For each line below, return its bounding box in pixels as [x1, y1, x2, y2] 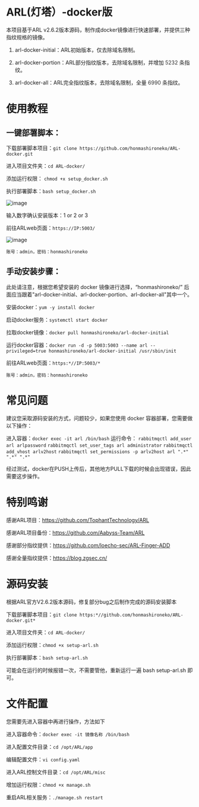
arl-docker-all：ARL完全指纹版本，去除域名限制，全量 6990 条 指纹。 [14, 78, 184, 86]
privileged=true [6, 348, 46, 354]
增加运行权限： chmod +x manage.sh [6, 781, 91, 788]
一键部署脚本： [6, 127, 61, 137]
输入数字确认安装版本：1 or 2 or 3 [6, 212, 88, 219]
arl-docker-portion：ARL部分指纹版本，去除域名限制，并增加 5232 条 [14, 59, 185, 66]
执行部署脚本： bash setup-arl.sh [6, 654, 88, 661]
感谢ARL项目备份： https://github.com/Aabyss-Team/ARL [6, 529, 145, 536]
